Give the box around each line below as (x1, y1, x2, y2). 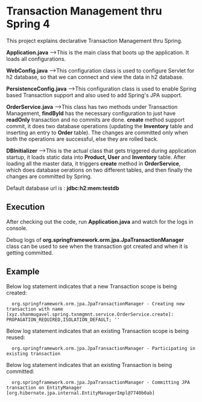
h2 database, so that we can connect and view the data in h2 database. (6, 73, 184, 80)
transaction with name (6, 306, 63, 312)
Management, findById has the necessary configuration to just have (6, 109, 176, 117)
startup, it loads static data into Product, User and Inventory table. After (6, 153, 186, 161)
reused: (6, 334, 25, 341)
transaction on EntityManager (6, 384, 83, 391)
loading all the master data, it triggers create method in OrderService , (6, 160, 181, 167)
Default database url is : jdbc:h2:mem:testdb (6, 184, 119, 192)
